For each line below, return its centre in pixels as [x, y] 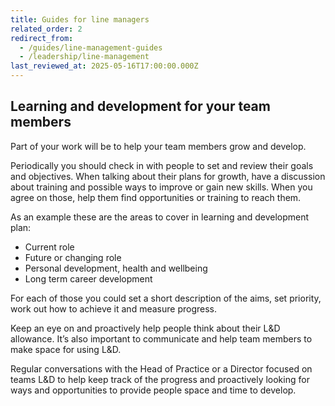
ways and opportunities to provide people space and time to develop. [153, 390]
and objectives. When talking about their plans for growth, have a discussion [168, 176]
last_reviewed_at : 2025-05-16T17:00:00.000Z [104, 66]
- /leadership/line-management [84, 57]
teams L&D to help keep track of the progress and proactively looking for [160, 379]
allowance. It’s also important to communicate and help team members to [161, 338]
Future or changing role [73, 257]
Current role [49, 247]
